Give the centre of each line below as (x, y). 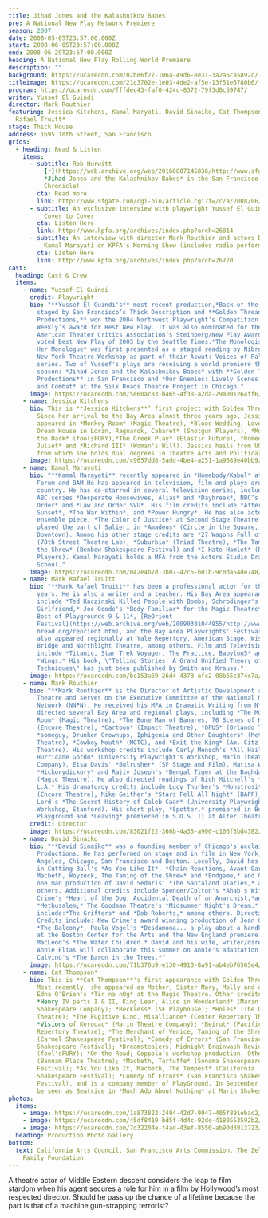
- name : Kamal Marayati (62, 468)
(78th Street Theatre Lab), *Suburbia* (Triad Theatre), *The (142, 542)
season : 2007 (30, 30)
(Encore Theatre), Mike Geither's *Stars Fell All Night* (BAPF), (150, 794)
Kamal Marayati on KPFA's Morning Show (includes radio (138, 246)
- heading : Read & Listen (59, 149)
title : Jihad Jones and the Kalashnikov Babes (87, 16)
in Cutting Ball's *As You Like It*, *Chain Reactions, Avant (142, 869)
